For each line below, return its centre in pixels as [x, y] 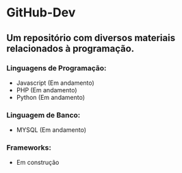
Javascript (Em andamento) [55, 83]
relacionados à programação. [70, 48]
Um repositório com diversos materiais [91, 38]
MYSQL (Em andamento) [51, 130]
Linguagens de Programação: [56, 68]
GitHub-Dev [41, 13]
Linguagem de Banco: [43, 115]
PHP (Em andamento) [47, 90]
